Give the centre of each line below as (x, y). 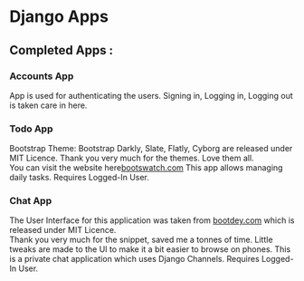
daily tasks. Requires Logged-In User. (79, 178)
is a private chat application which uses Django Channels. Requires (134, 259)
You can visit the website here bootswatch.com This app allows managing (146, 168)
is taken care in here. (48, 105)
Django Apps (59, 17)
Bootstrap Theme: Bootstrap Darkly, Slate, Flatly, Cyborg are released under (151, 149)
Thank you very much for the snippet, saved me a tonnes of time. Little (141, 240)
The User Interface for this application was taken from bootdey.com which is (152, 220)
